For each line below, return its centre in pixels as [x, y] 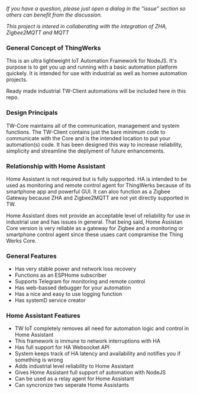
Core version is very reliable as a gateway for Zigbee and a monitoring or [95, 228]
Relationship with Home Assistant [56, 166]
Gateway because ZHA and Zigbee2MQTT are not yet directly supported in [98, 198]
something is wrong [39, 360]
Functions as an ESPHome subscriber [61, 275]
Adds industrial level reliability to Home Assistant [74, 366]
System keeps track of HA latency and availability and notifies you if [98, 354]
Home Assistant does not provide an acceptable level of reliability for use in [98, 215]
